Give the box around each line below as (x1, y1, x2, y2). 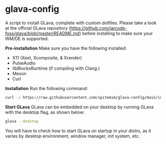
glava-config (5, 3, 59, 15)
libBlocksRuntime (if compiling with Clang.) (12, 65, 100, 71)
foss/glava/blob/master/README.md (5, 30, 80, 36)
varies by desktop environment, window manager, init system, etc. (5, 133, 140, 139)
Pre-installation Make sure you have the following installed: (5, 45, 127, 51)
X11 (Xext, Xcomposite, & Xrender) (12, 54, 83, 60)
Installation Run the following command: (5, 85, 88, 91)
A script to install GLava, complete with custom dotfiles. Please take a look (5, 20, 157, 26)
